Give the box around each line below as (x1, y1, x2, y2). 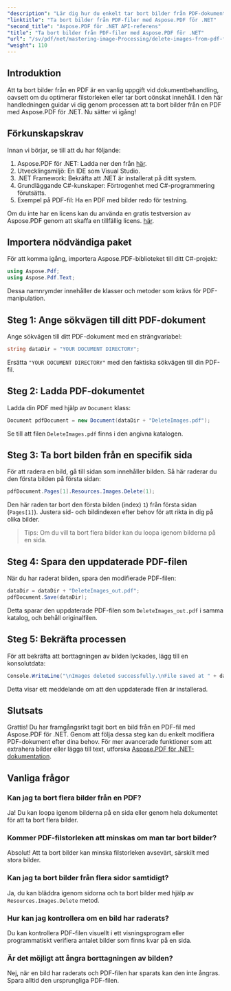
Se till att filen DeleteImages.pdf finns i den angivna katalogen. (7, 429, 184, 438)
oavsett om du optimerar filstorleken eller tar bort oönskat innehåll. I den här (7, 93, 223, 101)
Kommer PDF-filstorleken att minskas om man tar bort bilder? (7, 833, 217, 842)
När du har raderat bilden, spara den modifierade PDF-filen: (7, 574, 177, 582)
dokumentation (7, 752, 50, 760)
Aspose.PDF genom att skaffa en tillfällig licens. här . (7, 216, 155, 224)
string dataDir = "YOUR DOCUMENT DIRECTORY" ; (7, 345, 140, 352)
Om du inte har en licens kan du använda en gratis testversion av (7, 209, 191, 217)
